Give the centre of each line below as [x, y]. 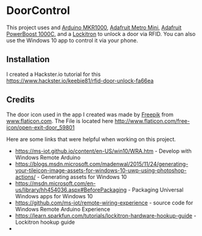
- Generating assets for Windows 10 [82, 176]
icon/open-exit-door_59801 [40, 127]
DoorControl [38, 11]
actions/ [25, 176]
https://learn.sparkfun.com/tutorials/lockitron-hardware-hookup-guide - [106, 215]
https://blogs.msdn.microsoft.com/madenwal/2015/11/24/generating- [102, 164]
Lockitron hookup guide [45, 222]
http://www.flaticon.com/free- [152, 121]
